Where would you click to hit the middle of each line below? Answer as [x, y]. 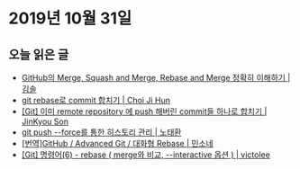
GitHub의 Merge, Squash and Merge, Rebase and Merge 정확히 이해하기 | [156, 78]
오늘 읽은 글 [39, 54]
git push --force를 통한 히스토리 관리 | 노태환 [101, 132]
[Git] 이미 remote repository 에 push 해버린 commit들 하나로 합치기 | [144, 111]
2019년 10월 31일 [70, 18]
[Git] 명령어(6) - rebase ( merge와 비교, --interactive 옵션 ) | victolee [146, 155]
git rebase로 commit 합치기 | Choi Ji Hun [95, 100]
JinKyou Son [45, 121]
